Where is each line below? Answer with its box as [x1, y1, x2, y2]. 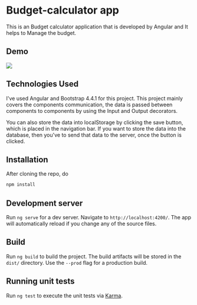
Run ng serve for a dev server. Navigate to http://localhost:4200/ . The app [6, 214, 192, 221]
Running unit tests [6, 276, 75, 287]
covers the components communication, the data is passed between [6, 101, 173, 108]
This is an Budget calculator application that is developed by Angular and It [6, 23, 189, 30]
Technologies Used [6, 79, 78, 89]
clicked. [6, 137, 25, 145]
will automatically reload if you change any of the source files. [6, 220, 157, 228]
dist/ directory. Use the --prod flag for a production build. [6, 259, 147, 266]
